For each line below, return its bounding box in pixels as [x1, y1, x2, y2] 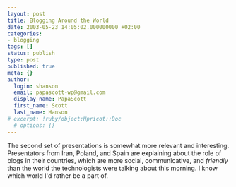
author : [7, 76, 30, 83]
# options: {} [13, 121, 55, 129]
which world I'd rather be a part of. [7, 171, 108, 180]
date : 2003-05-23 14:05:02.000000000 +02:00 [7, 23, 141, 30]
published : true [7, 63, 55, 70]
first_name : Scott [13, 102, 69, 109]
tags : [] [7, 43, 33, 50]
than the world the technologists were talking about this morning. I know [7, 164, 218, 172]
